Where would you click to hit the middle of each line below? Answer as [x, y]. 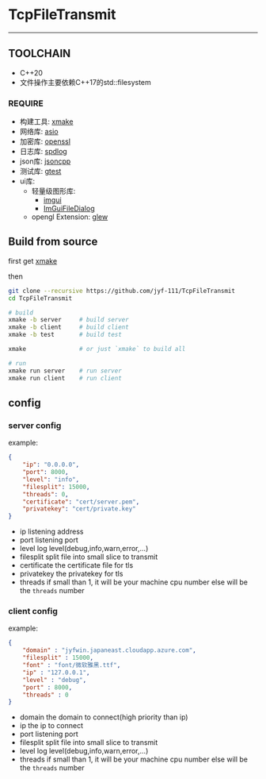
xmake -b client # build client [68, 327]
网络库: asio [39, 132]
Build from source [53, 242]
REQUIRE [26, 103]
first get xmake [33, 260]
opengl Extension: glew [70, 217]
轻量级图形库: [53, 191]
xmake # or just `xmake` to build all [97, 349]
